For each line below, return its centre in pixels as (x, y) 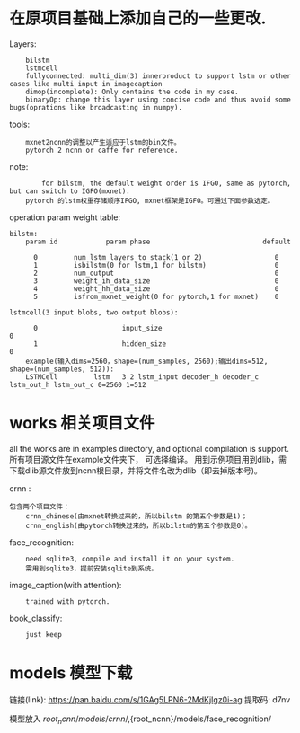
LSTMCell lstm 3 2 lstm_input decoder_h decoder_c (142, 377)
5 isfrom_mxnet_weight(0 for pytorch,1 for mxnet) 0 (156, 296)
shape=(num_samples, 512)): (62, 369)
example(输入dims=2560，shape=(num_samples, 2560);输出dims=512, (147, 361)
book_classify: (36, 618)
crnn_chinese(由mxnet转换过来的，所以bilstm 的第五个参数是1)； (137, 516)
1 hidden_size (100, 344)
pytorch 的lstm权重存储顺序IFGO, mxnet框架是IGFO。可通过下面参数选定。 (150, 200)
